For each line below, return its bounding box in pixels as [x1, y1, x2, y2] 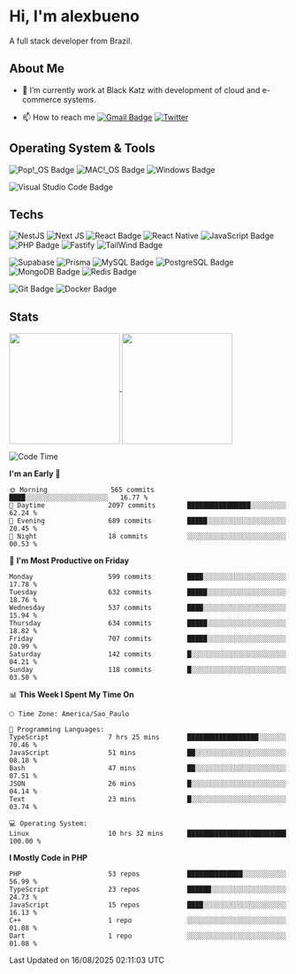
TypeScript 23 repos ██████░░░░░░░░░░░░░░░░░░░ [9, 885, 287, 894]
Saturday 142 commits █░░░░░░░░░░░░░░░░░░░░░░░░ [9, 650, 287, 659]
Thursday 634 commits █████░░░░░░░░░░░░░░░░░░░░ [9, 619, 287, 628]
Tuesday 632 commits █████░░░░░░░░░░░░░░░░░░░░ [9, 588, 287, 597]
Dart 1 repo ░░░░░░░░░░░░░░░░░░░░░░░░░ [9, 931, 287, 940]
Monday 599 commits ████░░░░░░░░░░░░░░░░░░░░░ [9, 573, 287, 582]
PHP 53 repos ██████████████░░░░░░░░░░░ [9, 870, 287, 878]
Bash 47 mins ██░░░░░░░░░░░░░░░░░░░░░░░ [9, 764, 287, 773]
